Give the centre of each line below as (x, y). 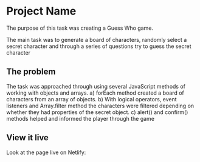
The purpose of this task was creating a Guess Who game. (80, 28)
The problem (31, 72)
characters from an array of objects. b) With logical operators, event (92, 99)
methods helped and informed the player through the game (81, 118)
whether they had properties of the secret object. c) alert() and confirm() (97, 112)
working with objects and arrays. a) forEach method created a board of (95, 93)
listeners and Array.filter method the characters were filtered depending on (100, 106)
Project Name (41, 11)
